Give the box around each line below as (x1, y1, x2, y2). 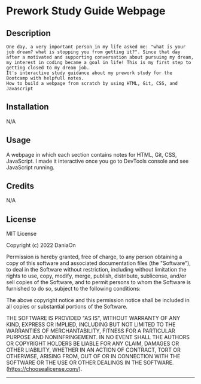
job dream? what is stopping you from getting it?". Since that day (6, 49, 181, 55)
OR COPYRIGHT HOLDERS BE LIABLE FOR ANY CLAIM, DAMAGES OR (6, 340, 179, 348)
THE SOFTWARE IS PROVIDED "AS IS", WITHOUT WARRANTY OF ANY (6, 315, 181, 322)
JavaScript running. (6, 163, 55, 171)
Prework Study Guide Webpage (6, 4, 166, 18)
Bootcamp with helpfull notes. (6, 75, 84, 81)
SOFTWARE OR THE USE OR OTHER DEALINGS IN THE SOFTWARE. (6, 359, 174, 366)
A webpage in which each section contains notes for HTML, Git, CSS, (6, 151, 177, 158)
